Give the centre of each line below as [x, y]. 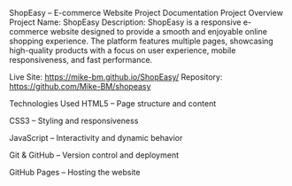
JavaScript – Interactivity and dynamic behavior [96, 138]
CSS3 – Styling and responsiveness [74, 120]
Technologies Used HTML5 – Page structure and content [113, 104]
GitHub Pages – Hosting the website [75, 172]
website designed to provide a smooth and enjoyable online [159, 31]
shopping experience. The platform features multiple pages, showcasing [142, 41]
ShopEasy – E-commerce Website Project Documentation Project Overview [146, 13]
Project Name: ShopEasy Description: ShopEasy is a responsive [125, 22]
